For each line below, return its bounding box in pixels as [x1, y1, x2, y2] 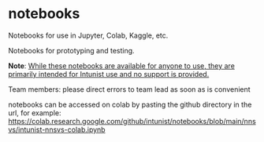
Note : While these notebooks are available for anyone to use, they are [8, 60, 235, 71]
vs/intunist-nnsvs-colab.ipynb [8, 125, 106, 134]
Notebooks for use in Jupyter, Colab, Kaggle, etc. [8, 31, 169, 40]
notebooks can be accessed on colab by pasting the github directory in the [8, 100, 252, 109]
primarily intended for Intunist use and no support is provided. [8, 69, 210, 78]
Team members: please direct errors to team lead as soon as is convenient [8, 84, 251, 94]
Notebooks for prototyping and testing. [8, 46, 136, 55]
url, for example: [8, 107, 61, 118]
